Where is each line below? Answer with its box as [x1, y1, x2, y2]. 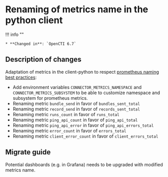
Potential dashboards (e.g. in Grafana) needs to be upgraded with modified [5, 161, 163, 167]
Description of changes [5, 55, 82, 64]
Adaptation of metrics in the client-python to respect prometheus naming [5, 69, 159, 75]
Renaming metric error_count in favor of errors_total [12, 127, 127, 134]
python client [5, 14, 63, 26]
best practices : [5, 74, 37, 80]
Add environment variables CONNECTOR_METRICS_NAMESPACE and [12, 84, 142, 90]
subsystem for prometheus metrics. [12, 95, 88, 101]
